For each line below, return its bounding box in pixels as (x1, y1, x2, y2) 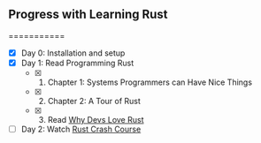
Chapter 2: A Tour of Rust (47, 95, 141, 106)
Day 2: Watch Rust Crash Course (20, 124, 142, 134)
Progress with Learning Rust (8, 7, 169, 22)
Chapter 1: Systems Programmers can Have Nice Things (47, 77, 253, 87)
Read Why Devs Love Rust (47, 114, 144, 124)
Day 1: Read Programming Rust (20, 57, 134, 68)
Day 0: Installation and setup (20, 48, 126, 58)
